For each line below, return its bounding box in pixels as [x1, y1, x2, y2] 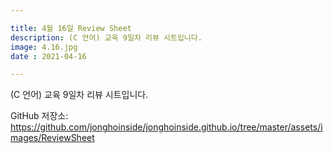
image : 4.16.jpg [10, 42, 78, 52]
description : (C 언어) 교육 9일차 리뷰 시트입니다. [10, 32, 203, 43]
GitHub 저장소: [10, 110, 69, 122]
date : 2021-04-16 [10, 51, 87, 61]
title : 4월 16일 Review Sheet [10, 23, 132, 33]
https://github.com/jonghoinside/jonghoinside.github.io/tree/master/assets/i [10, 121, 323, 133]
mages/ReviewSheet [10, 132, 95, 144]
